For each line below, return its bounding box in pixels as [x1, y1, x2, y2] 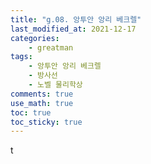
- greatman [28, 42, 74, 53]
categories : [10, 33, 60, 43]
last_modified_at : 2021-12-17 [10, 24, 137, 34]
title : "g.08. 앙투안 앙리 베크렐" [10, 14, 142, 25]
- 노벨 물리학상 [28, 80, 83, 90]
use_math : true [10, 98, 74, 108]
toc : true [10, 107, 52, 118]
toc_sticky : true [10, 117, 83, 127]
